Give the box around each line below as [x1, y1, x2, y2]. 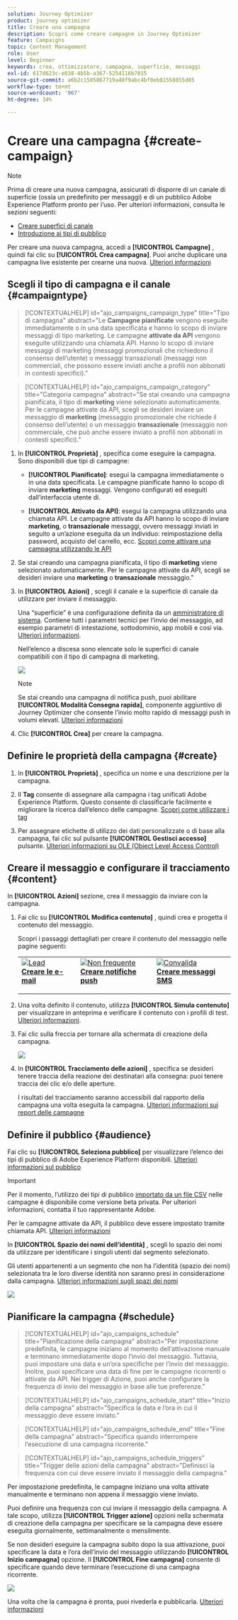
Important [7, 1177, 36, 1185]
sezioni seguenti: [7, 207, 57, 216]
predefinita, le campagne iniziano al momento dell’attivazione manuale [24, 1345, 230, 1352]
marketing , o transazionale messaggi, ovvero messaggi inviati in [28, 522, 219, 530]
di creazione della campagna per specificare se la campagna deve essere [7, 1519, 223, 1527]
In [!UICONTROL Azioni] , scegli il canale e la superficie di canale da [17, 587, 218, 595]
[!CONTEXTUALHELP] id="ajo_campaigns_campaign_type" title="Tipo [24, 308, 230, 316]
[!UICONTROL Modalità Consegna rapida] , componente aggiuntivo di [17, 700, 222, 709]
